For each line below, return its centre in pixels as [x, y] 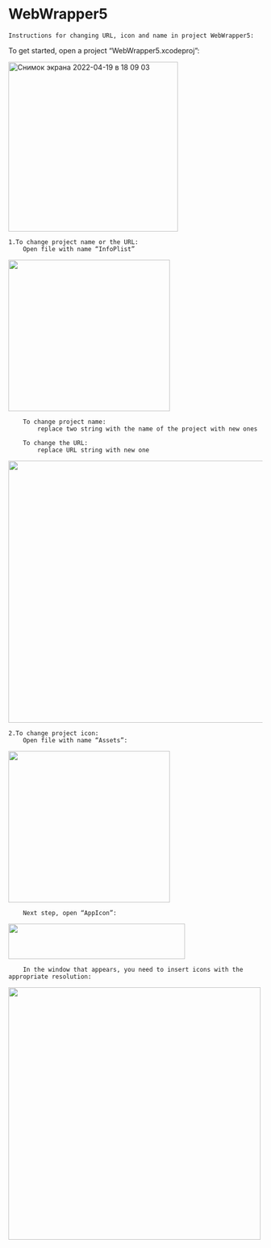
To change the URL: [56, 443]
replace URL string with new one [94, 450]
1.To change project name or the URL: [73, 242]
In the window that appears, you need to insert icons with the [133, 969]
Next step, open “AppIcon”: [70, 913]
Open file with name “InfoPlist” [79, 249]
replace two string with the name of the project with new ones [148, 429]
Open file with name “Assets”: [75, 740]
